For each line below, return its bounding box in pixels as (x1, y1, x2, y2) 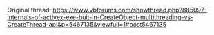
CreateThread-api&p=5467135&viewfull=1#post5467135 (7, 21, 167, 28)
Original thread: (7, 6, 52, 14)
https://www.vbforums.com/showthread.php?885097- (52, 6, 207, 14)
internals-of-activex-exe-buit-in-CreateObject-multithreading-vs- (7, 13, 194, 21)
